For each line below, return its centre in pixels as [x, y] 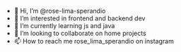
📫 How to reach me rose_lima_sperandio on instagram [94, 41]
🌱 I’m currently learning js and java [64, 26]
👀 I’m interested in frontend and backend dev [80, 18]
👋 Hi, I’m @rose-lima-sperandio [60, 11]
